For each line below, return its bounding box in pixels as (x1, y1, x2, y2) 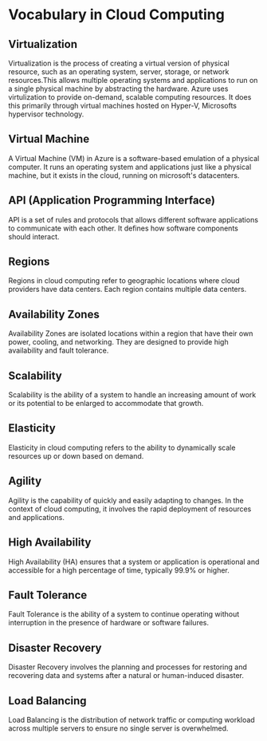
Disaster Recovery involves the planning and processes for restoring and (8, 662, 247, 672)
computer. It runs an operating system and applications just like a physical (8, 162, 252, 171)
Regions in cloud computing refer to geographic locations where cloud (8, 276, 240, 286)
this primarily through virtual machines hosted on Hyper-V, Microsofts (8, 101, 238, 110)
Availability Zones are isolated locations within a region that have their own (8, 329, 253, 338)
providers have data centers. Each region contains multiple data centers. (8, 285, 247, 294)
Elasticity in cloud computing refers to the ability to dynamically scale (8, 443, 236, 452)
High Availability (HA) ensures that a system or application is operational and (8, 557, 260, 566)
